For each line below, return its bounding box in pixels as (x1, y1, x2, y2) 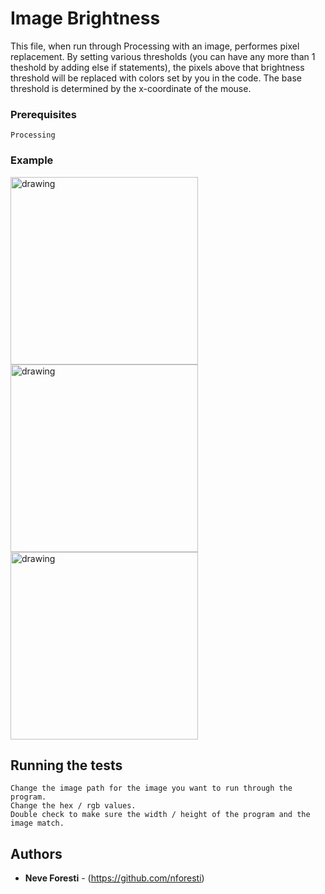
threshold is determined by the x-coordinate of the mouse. (10, 82, 252, 94)
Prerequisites (10, 107, 77, 121)
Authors (10, 845, 63, 862)
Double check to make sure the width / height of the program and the (10, 810, 311, 820)
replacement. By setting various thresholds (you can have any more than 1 (10, 50, 316, 62)
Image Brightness (10, 7, 161, 30)
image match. (10, 818, 65, 829)
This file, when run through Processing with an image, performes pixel (10, 40, 300, 52)
